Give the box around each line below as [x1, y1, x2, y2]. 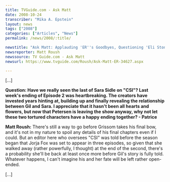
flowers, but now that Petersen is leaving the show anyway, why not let [5, 108, 158, 115]
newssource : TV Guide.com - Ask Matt [5, 54, 85, 59]
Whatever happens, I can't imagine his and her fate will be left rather [5, 156, 148, 162]
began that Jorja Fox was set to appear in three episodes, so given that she [5, 140, 162, 146]
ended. [5, 162, 20, 168]
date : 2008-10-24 [5, 12, 42, 17]
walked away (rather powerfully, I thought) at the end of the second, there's [5, 145, 163, 152]
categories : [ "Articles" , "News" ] [5, 31, 78, 36]
